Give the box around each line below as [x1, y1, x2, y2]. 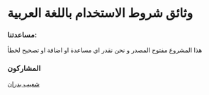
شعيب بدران [7, 80, 40, 88]
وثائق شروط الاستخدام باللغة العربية [7, 5, 193, 21]
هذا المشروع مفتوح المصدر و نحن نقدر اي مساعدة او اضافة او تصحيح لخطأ [7, 46, 203, 54]
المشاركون [7, 63, 41, 73]
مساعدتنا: [7, 30, 38, 40]
